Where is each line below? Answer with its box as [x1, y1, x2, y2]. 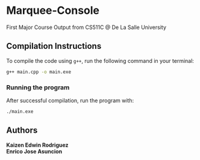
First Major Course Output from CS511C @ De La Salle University [6, 24, 167, 31]
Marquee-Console [6, 4, 100, 18]
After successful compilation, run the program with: [6, 97, 134, 104]
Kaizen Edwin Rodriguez [6, 141, 69, 149]
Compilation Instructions [6, 41, 102, 51]
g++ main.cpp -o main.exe [6, 69, 71, 75]
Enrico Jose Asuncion [6, 147, 63, 155]
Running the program [6, 83, 70, 91]
